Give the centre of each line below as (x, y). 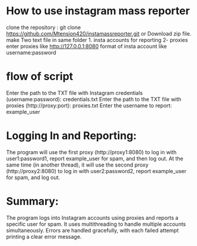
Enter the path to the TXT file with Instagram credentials (74, 92)
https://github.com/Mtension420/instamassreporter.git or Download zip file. (99, 33)
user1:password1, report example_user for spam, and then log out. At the (95, 158)
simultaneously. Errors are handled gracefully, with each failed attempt (93, 230)
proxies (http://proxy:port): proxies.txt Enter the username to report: (89, 106)
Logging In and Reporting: (72, 136)
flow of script (40, 77)
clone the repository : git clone (44, 27)
